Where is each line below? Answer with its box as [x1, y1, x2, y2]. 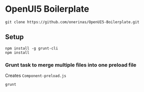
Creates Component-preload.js [5, 72, 66, 79]
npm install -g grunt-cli [5, 46, 58, 51]
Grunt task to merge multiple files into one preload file [5, 61, 137, 68]
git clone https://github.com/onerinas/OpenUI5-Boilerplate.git [5, 20, 140, 24]
